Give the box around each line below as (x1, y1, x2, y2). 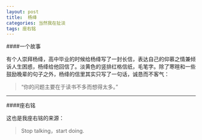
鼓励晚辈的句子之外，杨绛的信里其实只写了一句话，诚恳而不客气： (6, 70, 170, 78)
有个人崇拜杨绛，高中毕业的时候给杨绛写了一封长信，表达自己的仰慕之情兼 (6, 55, 191, 63)
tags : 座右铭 (6, 25, 36, 32)
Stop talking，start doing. (20, 127, 85, 135)
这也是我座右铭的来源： (6, 115, 64, 122)
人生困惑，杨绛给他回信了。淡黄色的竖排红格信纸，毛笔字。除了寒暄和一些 (11, 63, 196, 70)
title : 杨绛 (6, 14, 37, 20)
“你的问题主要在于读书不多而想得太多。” (20, 84, 118, 91)
